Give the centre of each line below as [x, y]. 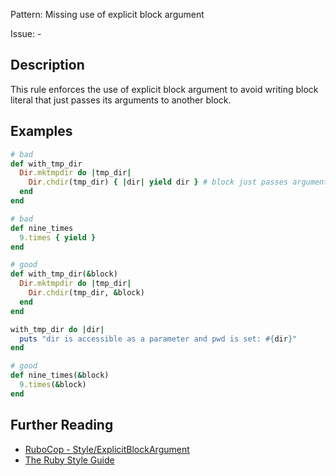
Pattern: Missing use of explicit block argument [107, 14]
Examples [41, 131]
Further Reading [62, 425]
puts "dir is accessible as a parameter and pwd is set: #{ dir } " [158, 339]
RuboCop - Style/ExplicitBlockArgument [107, 449]
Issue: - [26, 33]
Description [47, 65]
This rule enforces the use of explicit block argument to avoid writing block [164, 89]
